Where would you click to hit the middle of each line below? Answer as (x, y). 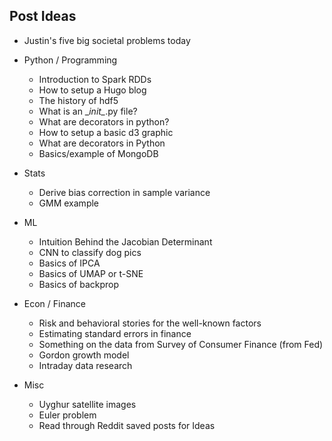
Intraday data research (85, 365)
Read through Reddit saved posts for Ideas (127, 425)
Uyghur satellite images (87, 404)
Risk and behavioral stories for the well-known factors (150, 323)
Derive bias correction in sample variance (124, 192)
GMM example (69, 203)
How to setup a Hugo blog (92, 90)
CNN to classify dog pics (90, 252)
